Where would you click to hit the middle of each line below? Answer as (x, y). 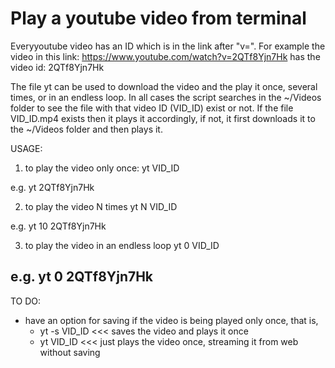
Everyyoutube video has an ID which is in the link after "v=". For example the (168, 46)
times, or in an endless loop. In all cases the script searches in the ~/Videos (166, 97)
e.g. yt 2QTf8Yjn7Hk (52, 187)
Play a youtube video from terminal (158, 18)
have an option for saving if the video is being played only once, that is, (171, 320)
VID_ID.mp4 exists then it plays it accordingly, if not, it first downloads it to (163, 118)
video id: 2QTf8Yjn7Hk (57, 67)
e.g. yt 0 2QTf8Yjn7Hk (82, 277)
